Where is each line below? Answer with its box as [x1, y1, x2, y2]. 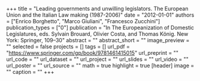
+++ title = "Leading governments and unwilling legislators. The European [6, 5, 189, 12]
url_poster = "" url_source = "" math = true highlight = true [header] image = [6, 62, 195, 69]
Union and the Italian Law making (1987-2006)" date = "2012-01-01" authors [6, 11, 195, 18]
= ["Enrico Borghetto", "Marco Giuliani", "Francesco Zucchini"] [6, 18, 160, 24]
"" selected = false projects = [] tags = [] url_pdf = [6, 43, 131, 50]
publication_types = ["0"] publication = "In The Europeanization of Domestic [6, 24, 195, 31]
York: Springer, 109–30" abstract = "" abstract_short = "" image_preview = [6, 37, 190, 43]
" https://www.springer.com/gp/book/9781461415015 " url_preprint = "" [6, 49, 178, 56]
